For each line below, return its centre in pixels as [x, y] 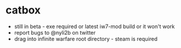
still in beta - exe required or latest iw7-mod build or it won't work [94, 26]
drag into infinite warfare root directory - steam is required [86, 39]
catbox [23, 10]
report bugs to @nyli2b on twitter [55, 32]
